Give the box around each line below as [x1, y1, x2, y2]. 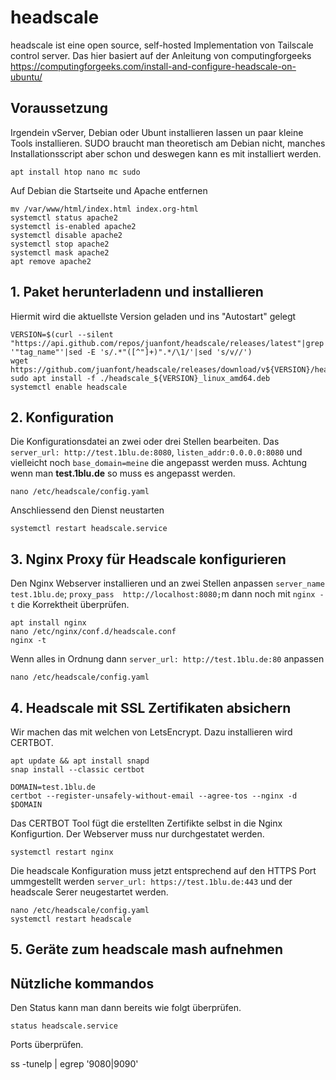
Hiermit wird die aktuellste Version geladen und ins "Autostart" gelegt [10, 310, 297, 322]
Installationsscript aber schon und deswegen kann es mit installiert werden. [10, 147, 322, 160]
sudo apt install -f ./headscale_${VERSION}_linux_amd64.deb [10, 373, 271, 383]
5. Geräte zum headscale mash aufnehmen [10, 941, 283, 958]
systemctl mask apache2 [10, 247, 110, 258]
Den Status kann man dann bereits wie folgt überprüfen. [10, 1002, 242, 1014]
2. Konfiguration [10, 409, 115, 426]
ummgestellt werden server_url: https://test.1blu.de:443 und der [10, 876, 293, 887]
